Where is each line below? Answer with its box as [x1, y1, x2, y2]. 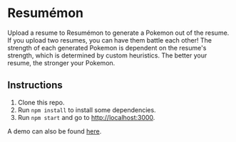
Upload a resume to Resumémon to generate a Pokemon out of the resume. [7, 28, 230, 37]
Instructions [7, 80, 63, 92]
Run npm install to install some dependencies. [17, 105, 156, 114]
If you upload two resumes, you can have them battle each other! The [7, 35, 212, 44]
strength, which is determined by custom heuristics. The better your [7, 51, 207, 60]
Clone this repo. [17, 98, 65, 106]
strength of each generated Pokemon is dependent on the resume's [7, 43, 207, 52]
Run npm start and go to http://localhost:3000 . [17, 113, 155, 121]
